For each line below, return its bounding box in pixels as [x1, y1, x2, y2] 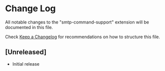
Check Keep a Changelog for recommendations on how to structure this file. [5, 34, 161, 40]
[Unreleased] [5, 48, 47, 56]
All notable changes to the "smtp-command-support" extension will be [5, 19, 149, 25]
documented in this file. [5, 24, 53, 30]
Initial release [12, 61, 40, 67]
